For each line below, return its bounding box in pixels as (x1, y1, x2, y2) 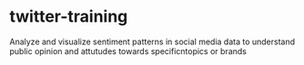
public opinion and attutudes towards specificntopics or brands (9, 45, 248, 56)
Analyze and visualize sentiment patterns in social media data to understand (9, 36, 296, 47)
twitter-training (9, 6, 128, 27)
